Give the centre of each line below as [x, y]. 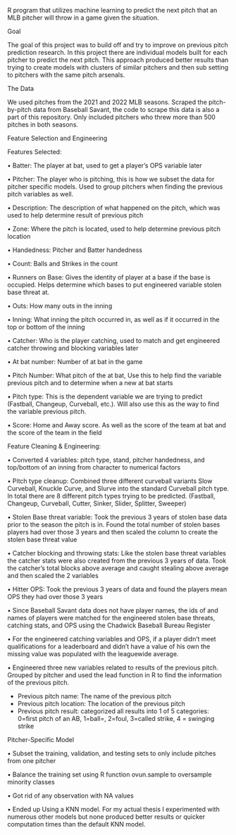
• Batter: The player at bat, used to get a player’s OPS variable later [105, 165]
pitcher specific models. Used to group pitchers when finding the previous [115, 187]
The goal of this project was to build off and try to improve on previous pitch [118, 45]
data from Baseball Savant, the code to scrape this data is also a [126, 109]
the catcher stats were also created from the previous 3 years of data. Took [117, 560]
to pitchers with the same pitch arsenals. [66, 75]
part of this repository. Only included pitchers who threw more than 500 [112, 117]
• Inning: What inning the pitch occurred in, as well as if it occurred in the [113, 319]
